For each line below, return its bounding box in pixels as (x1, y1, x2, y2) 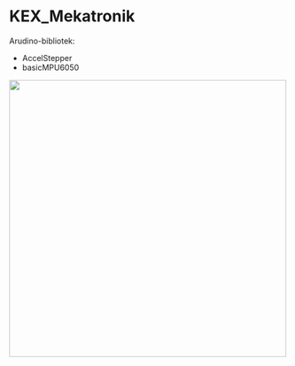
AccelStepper (21, 52, 73, 63)
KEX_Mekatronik (9, 6, 136, 27)
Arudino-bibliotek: (9, 35, 75, 46)
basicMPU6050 (21, 62, 80, 73)
